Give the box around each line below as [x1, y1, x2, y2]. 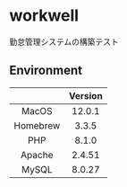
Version [68, 89, 103, 102]
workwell [9, 5, 79, 26]
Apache [21, 148, 54, 161]
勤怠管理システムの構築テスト [9, 36, 119, 47]
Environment [9, 63, 83, 78]
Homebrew [13, 119, 61, 131]
